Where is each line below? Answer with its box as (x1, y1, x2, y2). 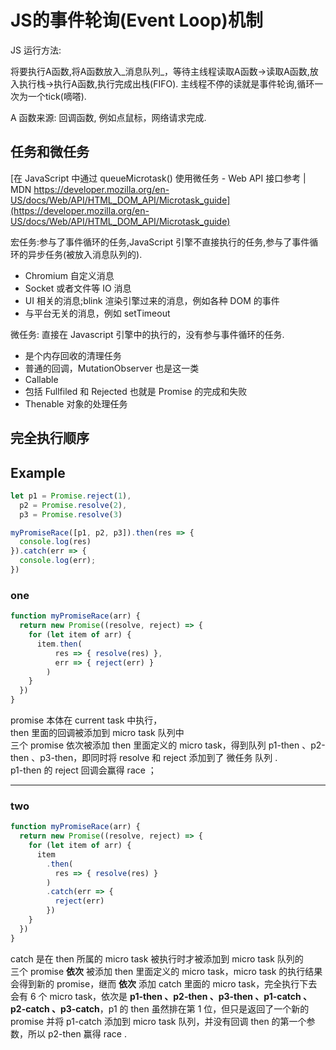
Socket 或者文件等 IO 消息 (24, 282, 132, 294)
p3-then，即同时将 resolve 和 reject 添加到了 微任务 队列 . (39, 752, 278, 763)
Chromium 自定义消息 (24, 269, 115, 281)
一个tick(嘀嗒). (27, 90, 87, 102)
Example (10, 464, 66, 481)
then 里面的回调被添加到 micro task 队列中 (10, 727, 185, 738)
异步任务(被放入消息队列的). (27, 248, 143, 260)
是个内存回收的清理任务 (24, 349, 122, 361)
